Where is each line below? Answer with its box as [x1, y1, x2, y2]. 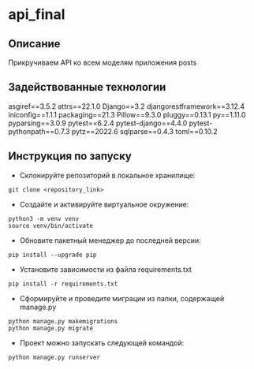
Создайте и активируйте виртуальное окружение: [19, 199, 189, 209]
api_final [8, 6, 65, 24]
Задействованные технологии [8, 80, 166, 94]
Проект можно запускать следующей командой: [19, 337, 185, 348]
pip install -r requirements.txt [8, 280, 118, 288]
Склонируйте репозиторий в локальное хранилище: [19, 170, 196, 180]
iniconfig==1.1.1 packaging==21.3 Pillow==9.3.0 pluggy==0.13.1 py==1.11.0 [8, 110, 246, 119]
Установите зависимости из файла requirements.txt [19, 264, 192, 274]
